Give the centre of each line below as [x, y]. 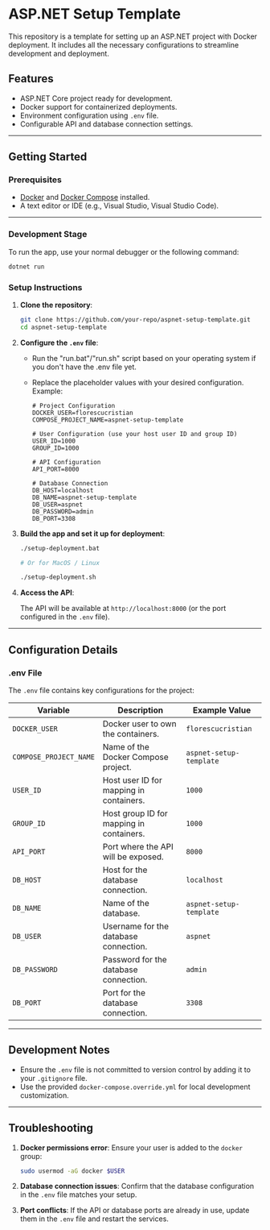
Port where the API [138, 846]
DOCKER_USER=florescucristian [83, 413]
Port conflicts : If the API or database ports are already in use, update [135, 1211]
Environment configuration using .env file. [89, 115]
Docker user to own [139, 724]
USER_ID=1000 [54, 441]
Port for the [124, 992]
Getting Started [48, 157]
